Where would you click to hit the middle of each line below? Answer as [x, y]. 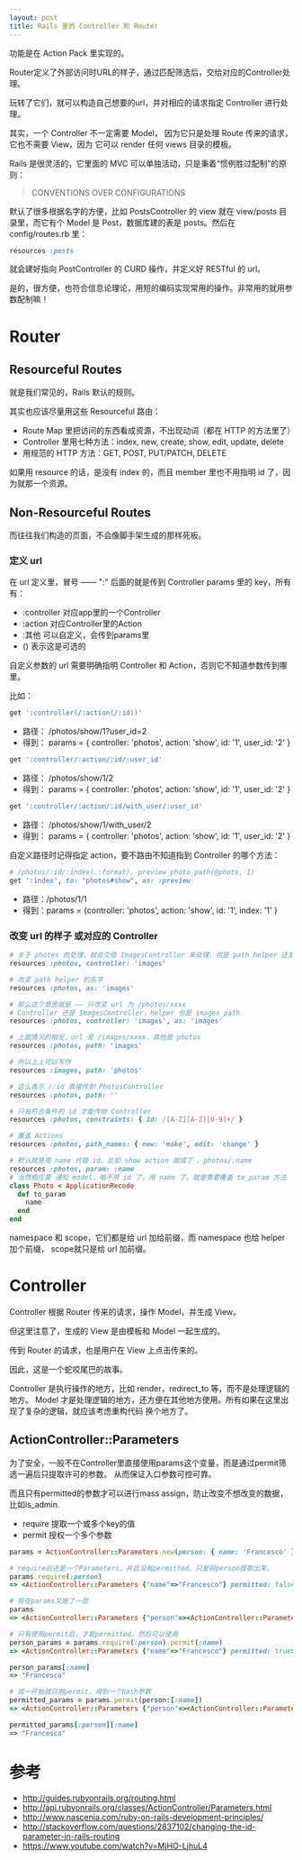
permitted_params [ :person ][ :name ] [74, 1725]
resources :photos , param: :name [72, 1169]
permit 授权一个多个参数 [67, 1535]
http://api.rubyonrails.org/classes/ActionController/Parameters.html [147, 1807]
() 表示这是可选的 [54, 646]
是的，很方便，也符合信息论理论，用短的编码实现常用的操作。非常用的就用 [147, 288]
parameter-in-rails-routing [71, 1836]
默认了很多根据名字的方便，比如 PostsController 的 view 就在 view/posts [143, 211]
